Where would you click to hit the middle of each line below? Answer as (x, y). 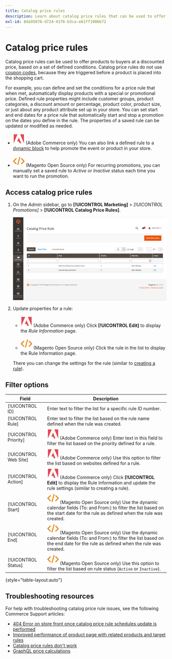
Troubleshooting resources (50, 596)
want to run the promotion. (41, 176)
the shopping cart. (25, 78)
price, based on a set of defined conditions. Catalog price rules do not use (84, 67)
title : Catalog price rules (35, 11)
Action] (15, 482)
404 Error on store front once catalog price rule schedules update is (85, 624)
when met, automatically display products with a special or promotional (80, 93)
